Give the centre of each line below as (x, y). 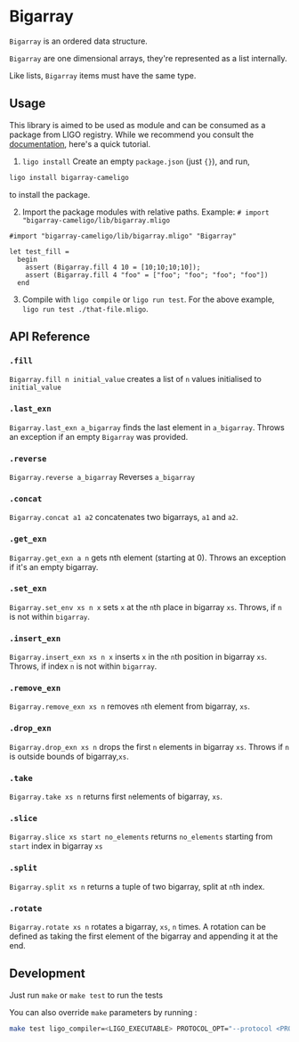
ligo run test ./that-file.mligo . (85, 308)
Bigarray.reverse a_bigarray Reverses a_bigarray (102, 476)
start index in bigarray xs (56, 846)
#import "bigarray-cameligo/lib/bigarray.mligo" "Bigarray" (123, 236)
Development (48, 974)
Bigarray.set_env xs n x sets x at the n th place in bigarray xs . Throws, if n (145, 606)
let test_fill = (39, 251)
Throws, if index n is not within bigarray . (83, 666)
